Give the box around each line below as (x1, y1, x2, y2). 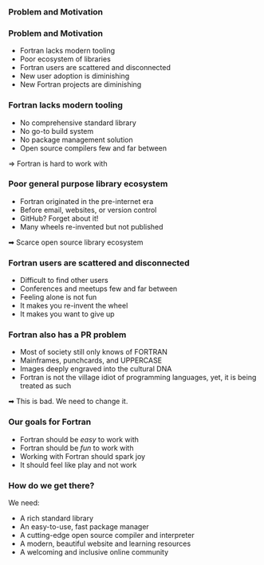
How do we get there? (8, 480, 95, 491)
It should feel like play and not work (19, 460, 137, 469)
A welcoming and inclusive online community (19, 547, 169, 556)
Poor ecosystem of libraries (19, 54, 112, 64)
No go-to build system (19, 126, 94, 135)
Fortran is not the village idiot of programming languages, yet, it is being (19, 373, 257, 383)
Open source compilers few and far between (19, 143, 167, 153)
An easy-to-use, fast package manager (19, 522, 149, 532)
